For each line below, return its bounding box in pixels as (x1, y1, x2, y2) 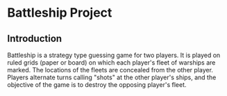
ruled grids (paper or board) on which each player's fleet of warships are (7, 58, 216, 67)
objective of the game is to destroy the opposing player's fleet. (7, 81, 187, 88)
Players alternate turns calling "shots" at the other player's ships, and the (7, 73, 217, 81)
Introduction (7, 33, 62, 45)
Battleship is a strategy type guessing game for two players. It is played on (7, 51, 221, 59)
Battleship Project (7, 5, 112, 21)
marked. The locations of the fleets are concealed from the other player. (7, 66, 214, 74)
